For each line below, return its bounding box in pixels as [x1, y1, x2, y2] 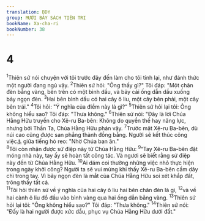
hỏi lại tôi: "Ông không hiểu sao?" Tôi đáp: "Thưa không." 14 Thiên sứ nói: [6, 200, 189, 209]
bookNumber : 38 [6, 26, 45, 33]
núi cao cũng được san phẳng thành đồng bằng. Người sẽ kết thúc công [6, 131, 188, 139]
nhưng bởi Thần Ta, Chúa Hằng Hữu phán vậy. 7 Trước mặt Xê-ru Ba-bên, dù [6, 123, 198, 132]
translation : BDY [6, 9, 51, 15]
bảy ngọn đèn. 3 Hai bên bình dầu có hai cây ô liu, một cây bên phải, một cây [6, 95, 199, 103]
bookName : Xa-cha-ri [6, 20, 59, 26]
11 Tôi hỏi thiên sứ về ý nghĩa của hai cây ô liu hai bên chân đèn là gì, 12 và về [6, 185, 197, 194]
